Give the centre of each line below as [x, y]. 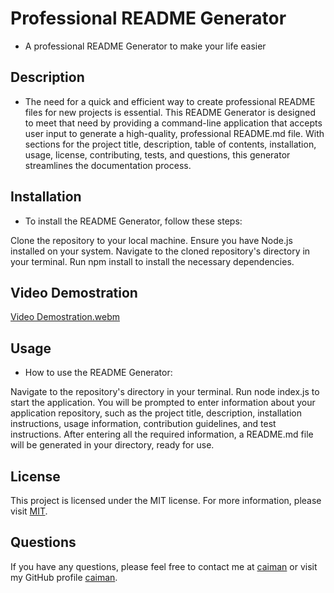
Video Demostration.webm [65, 317]
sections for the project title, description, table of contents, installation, [170, 144]
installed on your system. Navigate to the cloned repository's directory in [160, 251]
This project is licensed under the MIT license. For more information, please [166, 500]
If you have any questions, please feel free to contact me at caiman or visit [164, 566]
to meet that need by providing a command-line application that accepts [173, 123]
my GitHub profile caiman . [64, 577]
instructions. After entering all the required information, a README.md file [162, 434]
